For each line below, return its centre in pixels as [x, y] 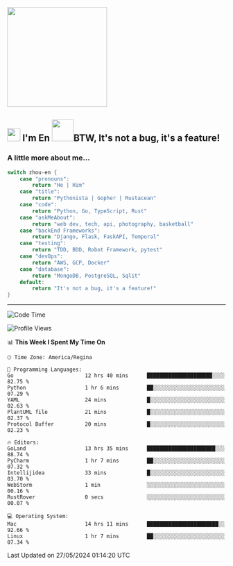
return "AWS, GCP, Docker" [71, 263]
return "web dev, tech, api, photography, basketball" [113, 224]
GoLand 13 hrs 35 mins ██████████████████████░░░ [116, 449]
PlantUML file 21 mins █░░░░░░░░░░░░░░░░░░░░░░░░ [116, 413]
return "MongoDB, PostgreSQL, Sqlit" [86, 276]
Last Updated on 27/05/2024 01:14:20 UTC [69, 556]
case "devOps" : [42, 256]
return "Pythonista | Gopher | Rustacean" [94, 198]
